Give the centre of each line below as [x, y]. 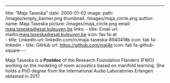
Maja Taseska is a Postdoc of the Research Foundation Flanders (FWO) [80, 60]
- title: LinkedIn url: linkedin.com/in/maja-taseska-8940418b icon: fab [78, 40]
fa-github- [144, 45]
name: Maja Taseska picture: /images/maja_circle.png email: [68, 24]
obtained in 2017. [23, 76]
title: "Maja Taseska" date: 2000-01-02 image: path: [59, 13]
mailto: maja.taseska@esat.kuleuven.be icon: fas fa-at [61, 34]
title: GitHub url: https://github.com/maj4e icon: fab [79, 45]
